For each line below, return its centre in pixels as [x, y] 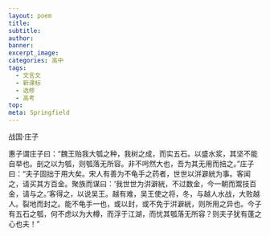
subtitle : [25, 31]
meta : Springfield [39, 113]
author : [21, 38]
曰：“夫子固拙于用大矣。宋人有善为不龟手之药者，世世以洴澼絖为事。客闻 [130, 174]
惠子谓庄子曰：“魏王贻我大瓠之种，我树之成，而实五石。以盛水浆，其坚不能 [133, 154]
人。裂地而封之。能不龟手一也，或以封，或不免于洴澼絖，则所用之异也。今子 [135, 204]
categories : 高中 [36, 61]
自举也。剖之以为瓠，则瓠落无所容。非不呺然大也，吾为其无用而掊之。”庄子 [131, 164]
